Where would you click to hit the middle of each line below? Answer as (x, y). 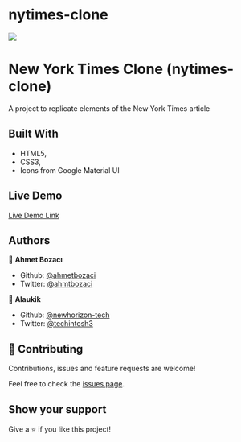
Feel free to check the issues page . (66, 384)
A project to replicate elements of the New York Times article (109, 108)
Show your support (57, 409)
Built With (33, 134)
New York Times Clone (86, 69)
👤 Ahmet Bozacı (35, 260)
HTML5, (33, 153)
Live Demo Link (34, 215)
